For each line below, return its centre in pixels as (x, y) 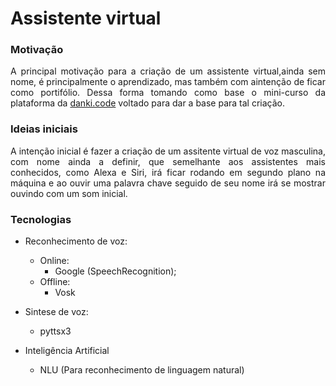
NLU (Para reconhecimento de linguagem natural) (142, 370)
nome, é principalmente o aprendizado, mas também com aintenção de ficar (168, 82)
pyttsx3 (55, 331)
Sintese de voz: (56, 312)
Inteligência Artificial (67, 351)
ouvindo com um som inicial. (69, 193)
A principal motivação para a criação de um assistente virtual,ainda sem (168, 71)
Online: (54, 261)
